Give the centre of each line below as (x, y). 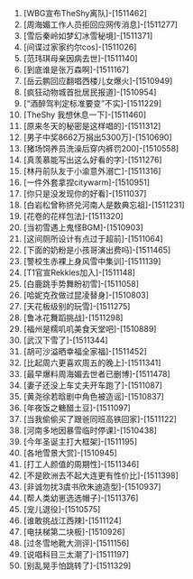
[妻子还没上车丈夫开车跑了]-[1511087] (93, 385)
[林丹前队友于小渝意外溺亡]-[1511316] (92, 171)
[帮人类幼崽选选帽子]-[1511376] (81, 498)
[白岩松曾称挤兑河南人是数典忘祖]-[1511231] (104, 205)
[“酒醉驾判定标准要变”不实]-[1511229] (92, 103)
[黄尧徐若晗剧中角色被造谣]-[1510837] (94, 396)
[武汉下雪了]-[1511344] (65, 340)
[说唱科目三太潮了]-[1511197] (76, 554)
